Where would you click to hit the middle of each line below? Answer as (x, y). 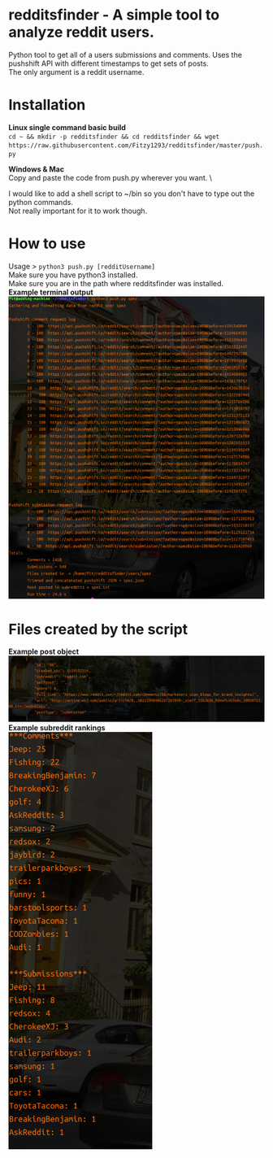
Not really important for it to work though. (78, 211)
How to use (47, 244)
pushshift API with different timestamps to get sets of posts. (108, 63)
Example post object (44, 651)
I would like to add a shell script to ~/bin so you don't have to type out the (132, 194)
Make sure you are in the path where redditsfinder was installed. (116, 283)
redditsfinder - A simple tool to (114, 15)
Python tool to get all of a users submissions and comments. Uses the (125, 54)
